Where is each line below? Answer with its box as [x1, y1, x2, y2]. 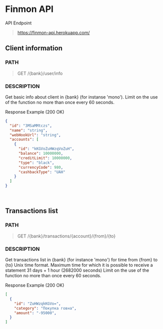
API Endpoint [5, 20, 32, 26]
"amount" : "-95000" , [14, 310, 57, 316]
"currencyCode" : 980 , [18, 165, 64, 170]
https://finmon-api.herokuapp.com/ [17, 29, 90, 35]
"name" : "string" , [9, 128, 48, 133]
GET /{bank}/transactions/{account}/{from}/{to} [17, 233, 116, 239]
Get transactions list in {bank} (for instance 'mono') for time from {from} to [5, 257, 158, 263]
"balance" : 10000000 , [18, 151, 64, 156]
